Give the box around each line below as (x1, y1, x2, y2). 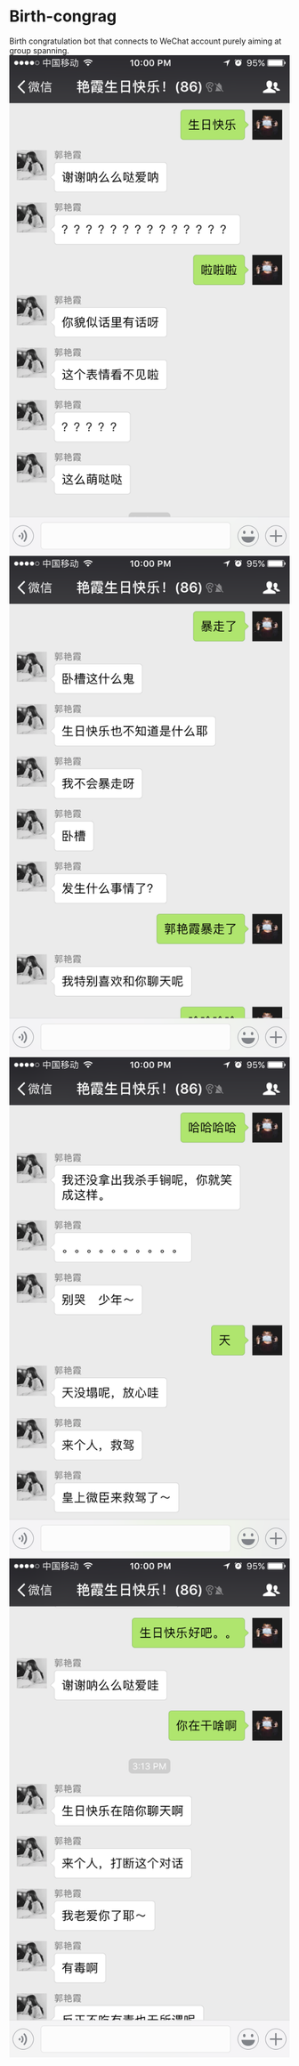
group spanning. (9, 45, 69, 55)
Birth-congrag (9, 6, 117, 27)
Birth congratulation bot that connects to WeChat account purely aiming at (9, 36, 282, 46)
